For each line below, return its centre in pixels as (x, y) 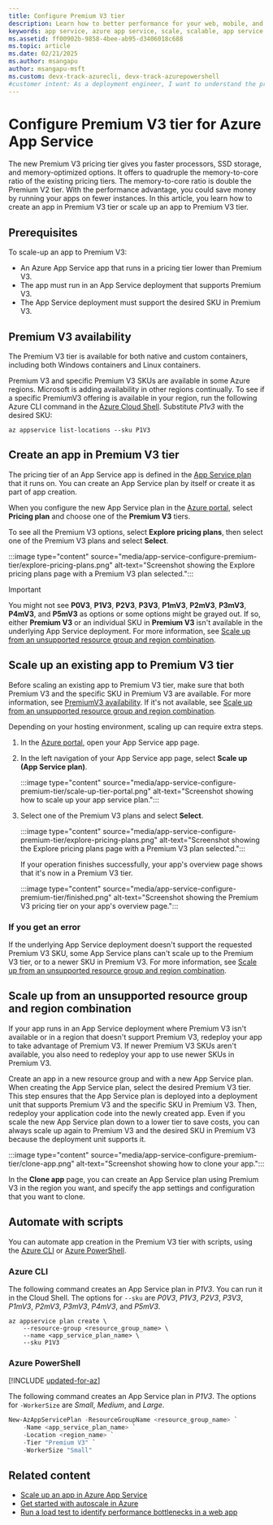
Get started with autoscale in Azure (79, 1504)
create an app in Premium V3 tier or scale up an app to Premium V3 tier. (129, 207)
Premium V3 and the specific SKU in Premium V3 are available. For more (130, 693)
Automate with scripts (66, 1222)
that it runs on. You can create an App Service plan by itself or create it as (132, 483)
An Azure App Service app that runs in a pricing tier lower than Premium (141, 268)
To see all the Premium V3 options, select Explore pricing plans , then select (136, 532)
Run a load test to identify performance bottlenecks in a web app (129, 1512)
